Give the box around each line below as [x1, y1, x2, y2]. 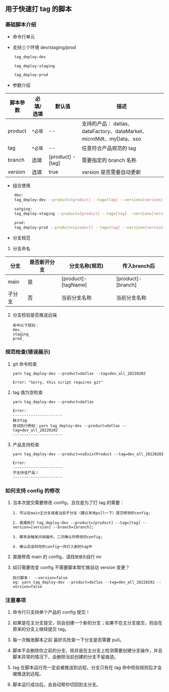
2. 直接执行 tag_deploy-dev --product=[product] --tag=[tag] [12, 520, 141, 525]
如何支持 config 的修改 [5, 487, 60, 494]
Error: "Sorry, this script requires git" [12, 380, 103, 385]
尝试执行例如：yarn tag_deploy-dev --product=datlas [12, 423, 120, 428]
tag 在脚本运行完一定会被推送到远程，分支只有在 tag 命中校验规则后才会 [12, 664, 162, 671]
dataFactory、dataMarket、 [81, 128, 147, 135]
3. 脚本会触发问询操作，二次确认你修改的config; [12, 534, 103, 540]
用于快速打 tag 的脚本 [5, 5, 72, 14]
